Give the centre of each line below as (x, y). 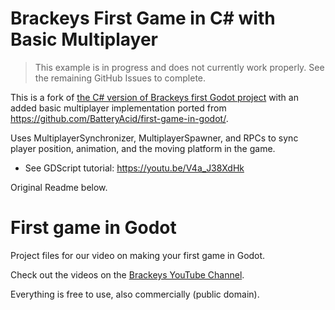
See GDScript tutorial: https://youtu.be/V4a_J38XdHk (134, 168)
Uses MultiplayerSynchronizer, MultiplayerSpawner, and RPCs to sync (154, 138)
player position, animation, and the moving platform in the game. (143, 148)
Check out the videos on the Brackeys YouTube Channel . (127, 274)
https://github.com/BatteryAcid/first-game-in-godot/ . (119, 118)
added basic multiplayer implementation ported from (118, 108)
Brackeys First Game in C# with (143, 18)
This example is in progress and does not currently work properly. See (179, 67)
